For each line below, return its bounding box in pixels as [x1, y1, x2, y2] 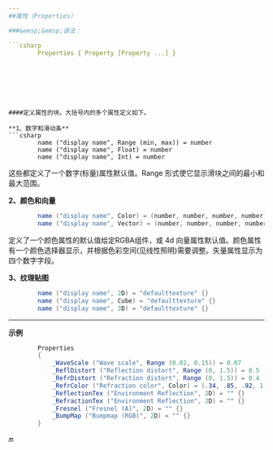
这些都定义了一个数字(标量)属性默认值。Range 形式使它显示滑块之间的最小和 [8, 168, 265, 178]
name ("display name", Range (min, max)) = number [37, 139, 213, 147]
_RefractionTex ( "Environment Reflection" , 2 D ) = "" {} [51, 396, 245, 405]
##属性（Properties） [8, 11, 77, 20]
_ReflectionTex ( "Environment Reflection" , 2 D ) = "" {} [51, 389, 245, 397]
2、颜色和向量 [8, 196, 56, 206]
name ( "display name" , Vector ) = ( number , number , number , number [37, 220, 267, 228]
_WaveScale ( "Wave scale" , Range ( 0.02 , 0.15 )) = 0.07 [51, 359, 242, 367]
